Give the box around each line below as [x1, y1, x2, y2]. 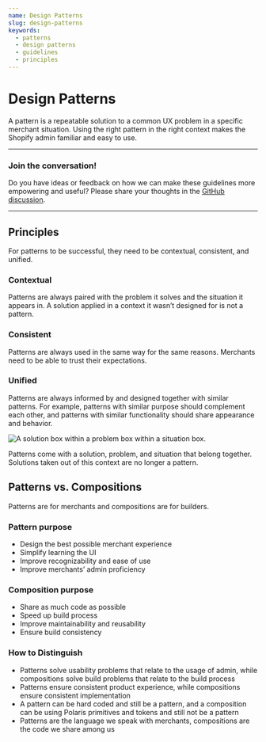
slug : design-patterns [8, 19, 83, 27]
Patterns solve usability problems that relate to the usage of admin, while [19, 665, 258, 675]
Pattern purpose [8, 521, 73, 532]
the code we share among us [19, 724, 115, 733]
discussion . [8, 195, 46, 204]
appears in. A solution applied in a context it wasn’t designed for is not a [8, 301, 244, 310]
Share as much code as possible [19, 603, 127, 612]
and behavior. [8, 418, 53, 428]
